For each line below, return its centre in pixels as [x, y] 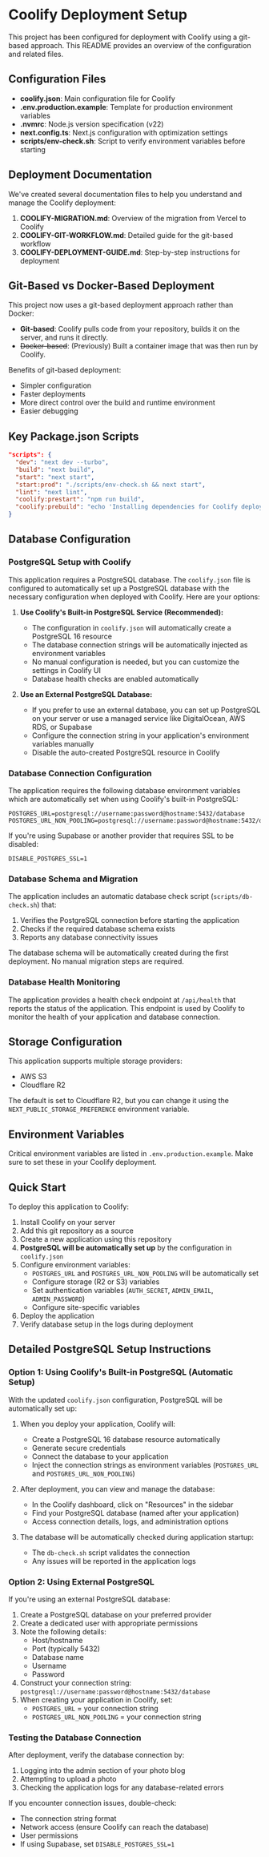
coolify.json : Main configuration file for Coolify [98, 99]
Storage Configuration [65, 1042]
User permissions [49, 1835]
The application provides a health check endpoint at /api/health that [122, 1000]
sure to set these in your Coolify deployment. [83, 1162]
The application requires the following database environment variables [124, 791]
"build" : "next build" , [55, 469]
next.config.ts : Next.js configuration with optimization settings [124, 132]
